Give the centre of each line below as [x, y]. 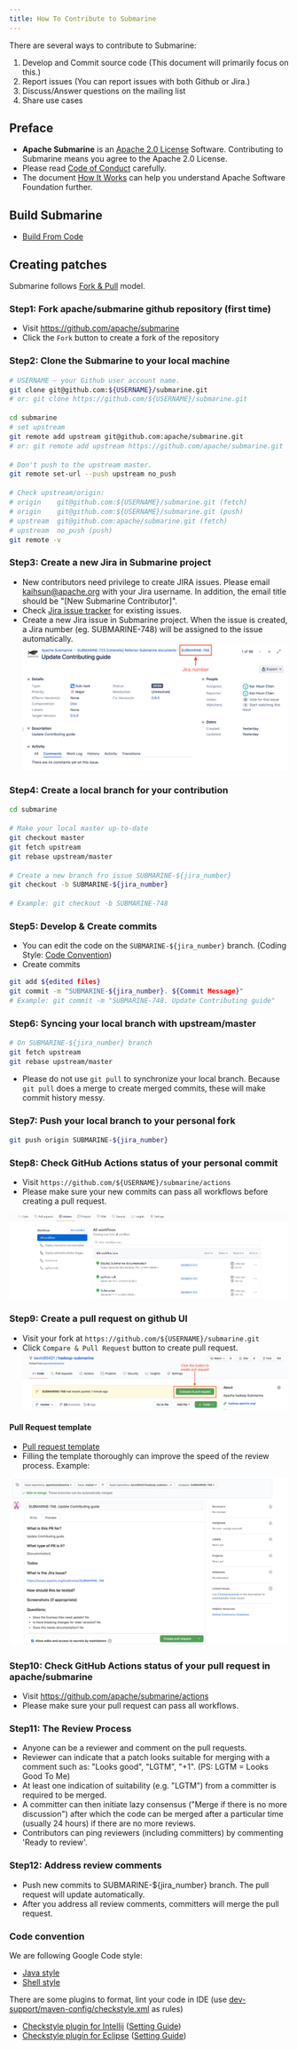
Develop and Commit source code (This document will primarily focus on [155, 62]
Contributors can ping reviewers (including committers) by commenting [152, 1833]
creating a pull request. [64, 1201]
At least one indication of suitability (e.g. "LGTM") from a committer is [149, 1786]
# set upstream [37, 428]
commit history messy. [63, 1097]
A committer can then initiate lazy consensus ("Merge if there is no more [155, 1805]
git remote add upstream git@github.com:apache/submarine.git [126, 436]
